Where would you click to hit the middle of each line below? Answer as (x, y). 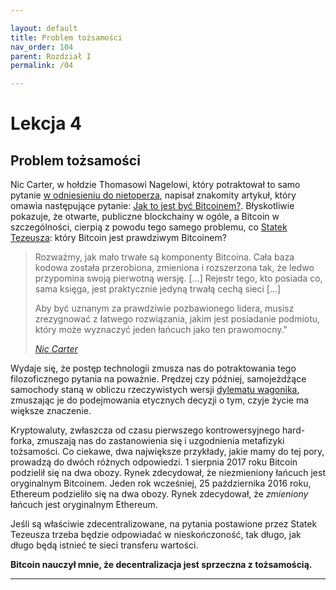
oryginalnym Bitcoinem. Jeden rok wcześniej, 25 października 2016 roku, (161, 483)
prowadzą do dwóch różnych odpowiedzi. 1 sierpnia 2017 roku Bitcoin (154, 462)
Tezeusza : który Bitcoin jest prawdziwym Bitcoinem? (118, 238)
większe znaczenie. (51, 411)
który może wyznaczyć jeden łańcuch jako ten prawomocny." (161, 330)
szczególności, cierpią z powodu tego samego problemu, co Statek (149, 227)
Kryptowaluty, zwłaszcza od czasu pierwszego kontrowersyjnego (145, 430)
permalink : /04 (42, 66)
